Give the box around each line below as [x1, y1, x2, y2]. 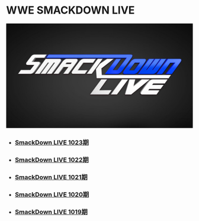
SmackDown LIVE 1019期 [14, 208, 88, 216]
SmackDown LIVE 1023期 [14, 138, 89, 147]
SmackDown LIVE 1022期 [14, 156, 89, 164]
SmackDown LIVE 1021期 [14, 173, 88, 181]
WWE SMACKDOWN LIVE [6, 4, 135, 17]
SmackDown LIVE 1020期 [14, 190, 89, 199]
